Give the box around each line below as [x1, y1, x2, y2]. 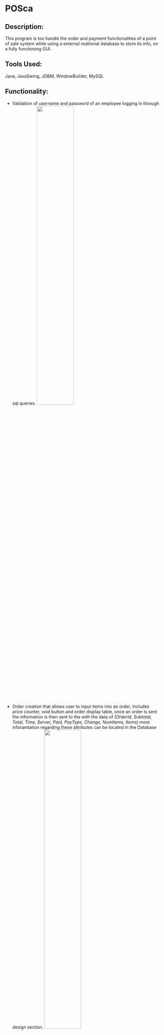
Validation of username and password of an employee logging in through [12, 100, 159, 106]
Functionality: [5, 87, 48, 96]
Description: [5, 23, 44, 31]
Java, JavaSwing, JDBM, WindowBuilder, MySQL [5, 73, 104, 79]
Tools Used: [5, 60, 43, 69]
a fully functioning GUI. [5, 46, 52, 52]
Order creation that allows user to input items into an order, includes [12, 703, 149, 709]
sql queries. [12, 400, 36, 406]
